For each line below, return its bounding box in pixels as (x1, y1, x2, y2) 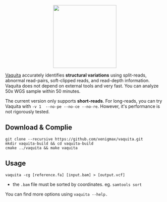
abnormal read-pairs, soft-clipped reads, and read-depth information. (5, 78, 150, 83)
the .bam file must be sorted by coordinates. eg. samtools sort (12, 181, 142, 187)
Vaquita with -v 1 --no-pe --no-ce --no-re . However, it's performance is (5, 103, 160, 109)
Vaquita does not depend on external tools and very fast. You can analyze (5, 83, 159, 89)
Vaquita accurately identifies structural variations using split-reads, (5, 72, 147, 78)
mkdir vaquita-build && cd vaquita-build (5, 141, 94, 146)
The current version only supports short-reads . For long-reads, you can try (5, 98, 162, 104)
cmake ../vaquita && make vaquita (5, 145, 78, 151)
